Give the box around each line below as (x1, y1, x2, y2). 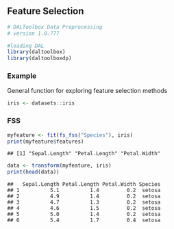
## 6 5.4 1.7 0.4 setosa (7, 217, 161, 224)
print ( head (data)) (7, 169, 60, 176)
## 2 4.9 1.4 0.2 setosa (7, 193, 161, 200)
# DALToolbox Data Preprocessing (7, 23, 103, 30)
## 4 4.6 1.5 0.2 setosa (7, 205, 161, 212)
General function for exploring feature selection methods (7, 87, 168, 95)
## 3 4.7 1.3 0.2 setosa (7, 199, 161, 206)
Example (7, 71, 37, 81)
